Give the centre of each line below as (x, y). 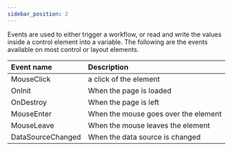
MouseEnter (31, 113)
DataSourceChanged (46, 137)
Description (108, 67)
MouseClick (31, 79)
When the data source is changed (144, 137)
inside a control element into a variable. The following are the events (108, 42)
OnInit (21, 90)
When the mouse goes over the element (155, 113)
